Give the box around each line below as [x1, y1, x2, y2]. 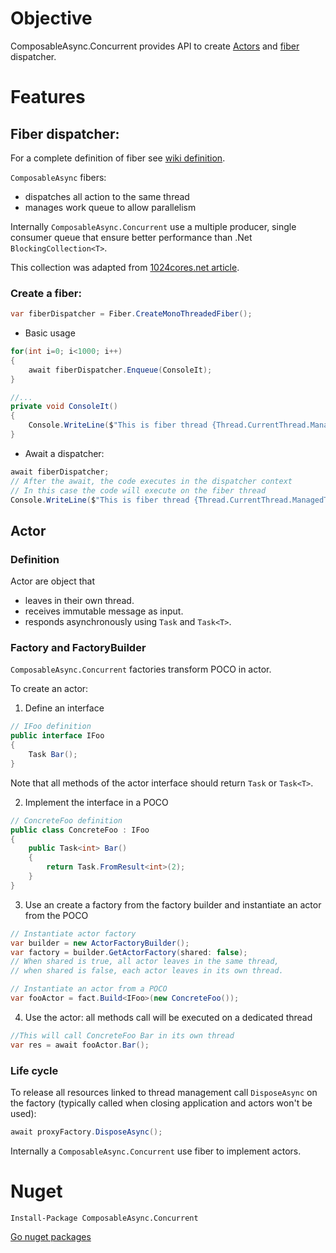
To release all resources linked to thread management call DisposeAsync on [10, 1087, 318, 1099]
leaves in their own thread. [24, 595, 135, 607]
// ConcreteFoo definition [10, 815, 123, 826]
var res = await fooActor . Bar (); [10, 1040, 150, 1050]
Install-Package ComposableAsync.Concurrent [10, 1213, 199, 1223]
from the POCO [24, 909, 89, 921]
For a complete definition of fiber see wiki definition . [10, 152, 226, 164]
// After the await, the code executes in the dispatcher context [10, 476, 293, 486]
